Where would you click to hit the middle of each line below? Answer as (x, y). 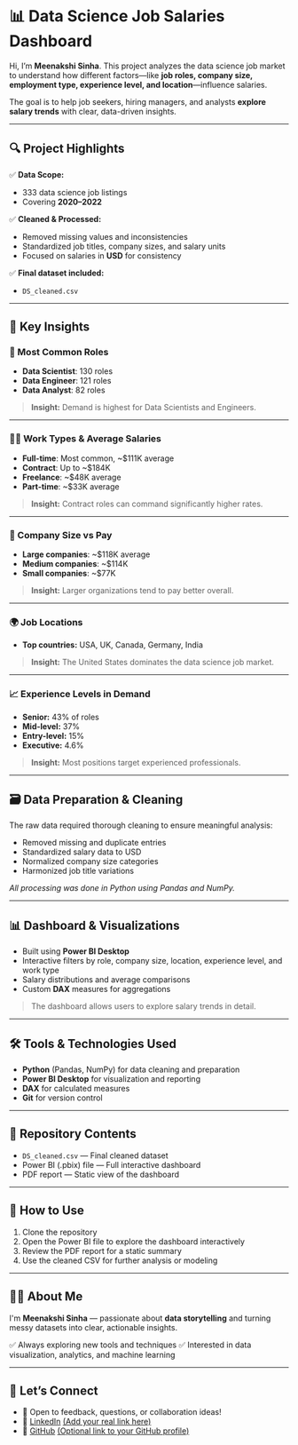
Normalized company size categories (90, 861)
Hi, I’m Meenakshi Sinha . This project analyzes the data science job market (147, 66)
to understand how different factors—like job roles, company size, (131, 75)
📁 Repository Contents (73, 1134)
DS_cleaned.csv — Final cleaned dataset (95, 1155)
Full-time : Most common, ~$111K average (98, 458)
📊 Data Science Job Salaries (117, 16)
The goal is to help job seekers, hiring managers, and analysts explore (137, 101)
